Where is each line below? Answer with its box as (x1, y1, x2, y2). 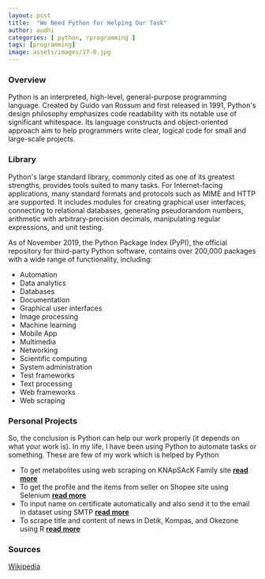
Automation (19, 269, 58, 279)
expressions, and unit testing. (8, 222, 104, 231)
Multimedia (19, 336, 57, 346)
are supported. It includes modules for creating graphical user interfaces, (8, 197, 246, 206)
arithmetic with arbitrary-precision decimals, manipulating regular (8, 214, 221, 224)
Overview (8, 74, 47, 85)
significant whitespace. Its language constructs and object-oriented (8, 118, 229, 127)
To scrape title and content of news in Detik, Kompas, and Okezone (19, 515, 239, 525)
